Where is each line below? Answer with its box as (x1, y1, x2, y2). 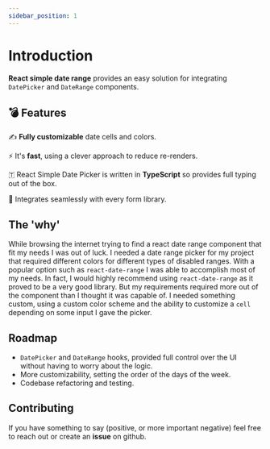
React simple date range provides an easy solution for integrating (8, 73, 227, 83)
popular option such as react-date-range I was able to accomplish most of (8, 265, 256, 275)
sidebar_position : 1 (8, 11, 78, 20)
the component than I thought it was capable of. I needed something (8, 291, 236, 301)
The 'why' (8, 218, 60, 231)
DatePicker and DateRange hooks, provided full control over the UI (19, 352, 238, 362)
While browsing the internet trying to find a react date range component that (8, 239, 262, 249)
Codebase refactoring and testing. (19, 378, 135, 388)
